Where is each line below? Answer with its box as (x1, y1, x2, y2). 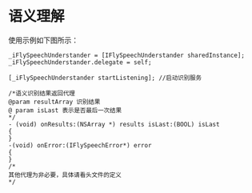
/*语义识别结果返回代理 (8, 89, 76, 97)
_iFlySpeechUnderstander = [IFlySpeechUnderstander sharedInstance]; (8, 51, 246, 59)
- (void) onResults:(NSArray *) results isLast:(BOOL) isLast (8, 120, 220, 128)
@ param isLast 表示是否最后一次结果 (8, 106, 122, 115)
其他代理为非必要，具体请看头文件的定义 (8, 171, 122, 179)
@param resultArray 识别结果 (8, 98, 101, 106)
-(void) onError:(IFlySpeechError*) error (8, 141, 152, 149)
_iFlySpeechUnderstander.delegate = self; (8, 58, 152, 66)
